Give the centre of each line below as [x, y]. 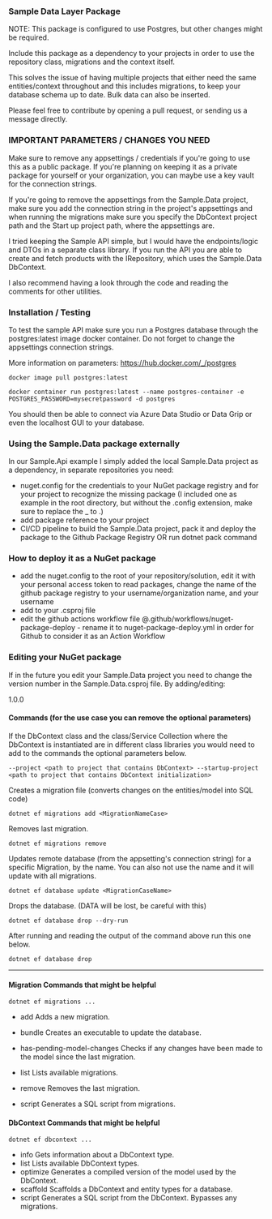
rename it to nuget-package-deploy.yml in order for [168, 628]
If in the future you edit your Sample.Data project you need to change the [130, 675]
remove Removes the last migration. [80, 1088]
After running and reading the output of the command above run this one [130, 935]
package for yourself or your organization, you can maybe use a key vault [132, 175]
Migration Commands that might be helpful [82, 985]
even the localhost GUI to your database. [76, 423]
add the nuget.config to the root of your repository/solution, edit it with [138, 576]
